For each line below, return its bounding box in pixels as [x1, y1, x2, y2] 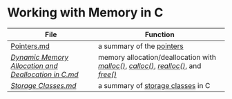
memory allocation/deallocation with [97, 52, 216, 62]
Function [144, 30, 175, 39]
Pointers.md [10, 41, 50, 51]
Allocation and [10, 60, 58, 70]
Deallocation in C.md [10, 69, 79, 79]
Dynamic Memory [10, 52, 69, 62]
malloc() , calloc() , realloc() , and [97, 60, 202, 70]
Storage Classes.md [10, 80, 77, 90]
